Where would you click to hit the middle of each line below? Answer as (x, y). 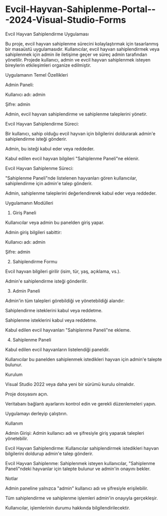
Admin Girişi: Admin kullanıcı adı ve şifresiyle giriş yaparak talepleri (75, 433)
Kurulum (14, 374)
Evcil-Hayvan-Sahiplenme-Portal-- (80, 9)
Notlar (12, 478)
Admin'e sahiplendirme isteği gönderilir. (46, 281)
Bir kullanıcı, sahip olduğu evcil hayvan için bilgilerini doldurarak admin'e (80, 133)
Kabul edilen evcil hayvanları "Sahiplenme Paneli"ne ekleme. (68, 330)
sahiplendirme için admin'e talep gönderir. (49, 183)
